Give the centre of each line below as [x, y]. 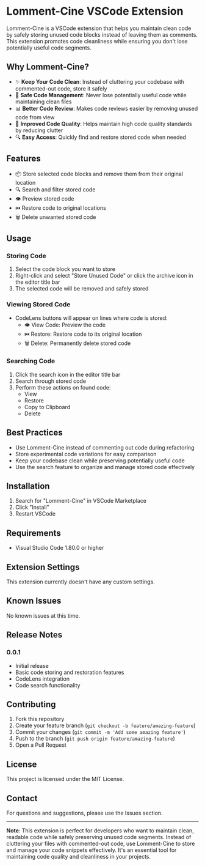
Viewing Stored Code [38, 305]
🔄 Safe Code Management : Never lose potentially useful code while [101, 95]
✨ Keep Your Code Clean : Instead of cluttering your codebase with [100, 81]
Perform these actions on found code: [63, 387]
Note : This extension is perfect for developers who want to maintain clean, [100, 831]
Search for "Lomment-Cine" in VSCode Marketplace [81, 501]
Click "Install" [32, 507]
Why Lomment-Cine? [48, 67]
